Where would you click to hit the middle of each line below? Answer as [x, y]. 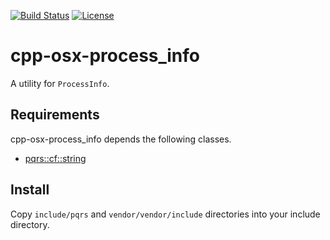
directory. [30, 224]
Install [30, 190]
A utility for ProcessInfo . [60, 83]
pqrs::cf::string [55, 158]
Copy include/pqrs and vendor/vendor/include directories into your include [165, 214]
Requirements [55, 115]
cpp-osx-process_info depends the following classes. [121, 139]
